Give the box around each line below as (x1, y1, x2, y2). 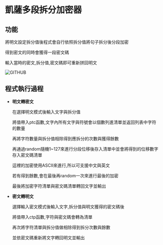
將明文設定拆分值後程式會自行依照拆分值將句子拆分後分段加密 (5, 39, 129, 45)
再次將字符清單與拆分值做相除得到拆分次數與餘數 (12, 224, 110, 230)
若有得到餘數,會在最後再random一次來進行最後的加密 (12, 173, 119, 178)
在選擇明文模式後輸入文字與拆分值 (12, 109, 81, 115)
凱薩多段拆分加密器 (5, 4, 82, 16)
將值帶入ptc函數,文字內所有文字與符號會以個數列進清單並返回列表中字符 (12, 119, 157, 125)
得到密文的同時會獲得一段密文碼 (5, 50, 69, 55)
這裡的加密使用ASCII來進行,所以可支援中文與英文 (12, 162, 110, 168)
